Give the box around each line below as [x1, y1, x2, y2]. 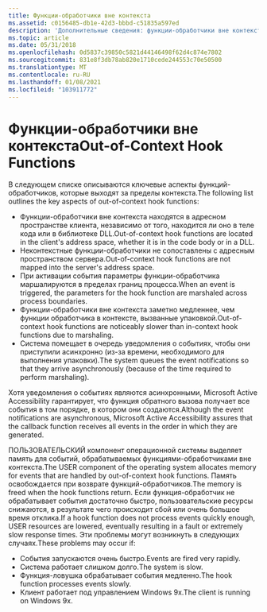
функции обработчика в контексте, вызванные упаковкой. [19, 313, 219, 323]
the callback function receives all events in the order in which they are [8, 422, 238, 432]
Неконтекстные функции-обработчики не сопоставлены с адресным [19, 246, 255, 255]
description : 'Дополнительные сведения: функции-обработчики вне [8, 26, 229, 34]
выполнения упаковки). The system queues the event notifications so [19, 355, 249, 366]
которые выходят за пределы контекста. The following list [60, 188, 253, 198]
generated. [8, 430, 44, 440]
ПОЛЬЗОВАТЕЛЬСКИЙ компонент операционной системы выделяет [8, 446, 242, 455]
